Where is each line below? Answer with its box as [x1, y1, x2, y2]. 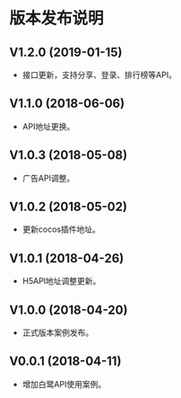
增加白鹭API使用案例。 [22, 378, 107, 389]
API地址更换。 [22, 120, 75, 131]
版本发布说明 [9, 8, 105, 29]
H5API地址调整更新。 [22, 276, 101, 287]
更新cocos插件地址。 [22, 224, 100, 234]
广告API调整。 [22, 172, 75, 183]
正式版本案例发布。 [22, 327, 94, 338]
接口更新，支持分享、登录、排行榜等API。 [22, 69, 177, 80]
